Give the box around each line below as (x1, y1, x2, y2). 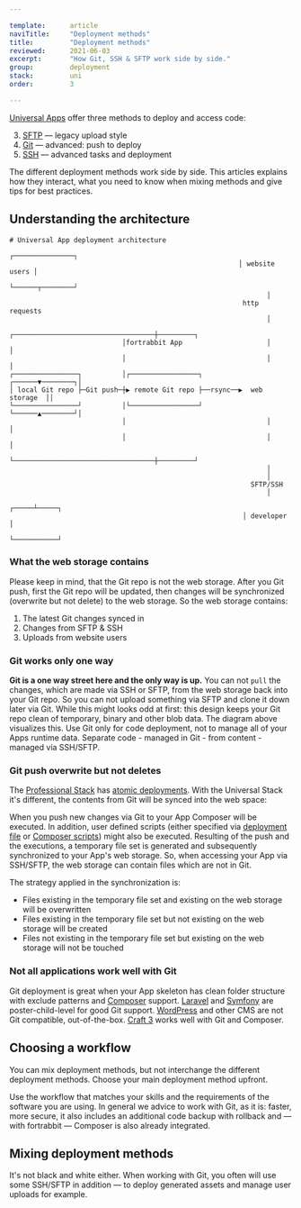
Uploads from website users (22, 631, 128, 642)
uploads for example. (9, 1189, 88, 1200)
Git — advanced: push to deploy (22, 139, 142, 150)
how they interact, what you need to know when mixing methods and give (9, 176, 283, 186)
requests (9, 306, 42, 315)
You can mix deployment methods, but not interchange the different (9, 1064, 261, 1075)
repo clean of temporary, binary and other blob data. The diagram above (9, 713, 278, 724)
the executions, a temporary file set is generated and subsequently (9, 840, 258, 851)
